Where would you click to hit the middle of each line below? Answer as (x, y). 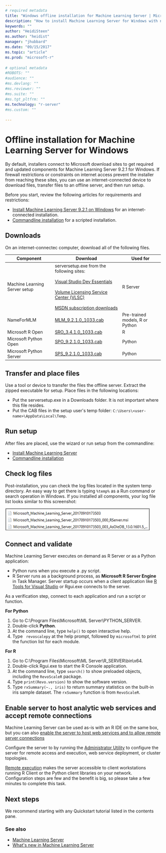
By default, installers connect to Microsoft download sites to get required (79, 164)
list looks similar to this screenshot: (41, 501)
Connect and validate (39, 544)
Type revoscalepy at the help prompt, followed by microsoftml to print (84, 636)
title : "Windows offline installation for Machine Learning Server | (78, 16)
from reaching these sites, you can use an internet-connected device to (78, 180)
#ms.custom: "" (21, 110)
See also (16, 829)
